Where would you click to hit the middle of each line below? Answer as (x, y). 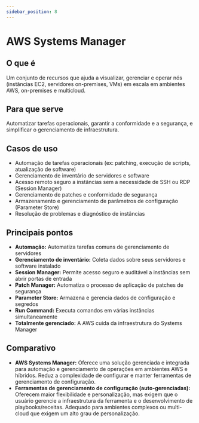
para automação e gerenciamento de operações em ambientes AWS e (101, 369)
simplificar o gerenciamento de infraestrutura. (63, 130)
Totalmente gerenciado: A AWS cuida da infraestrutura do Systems (98, 323)
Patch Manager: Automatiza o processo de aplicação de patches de (99, 285)
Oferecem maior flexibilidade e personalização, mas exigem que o (96, 394)
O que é (21, 63)
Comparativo (31, 348)
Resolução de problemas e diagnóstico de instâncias (80, 214)
